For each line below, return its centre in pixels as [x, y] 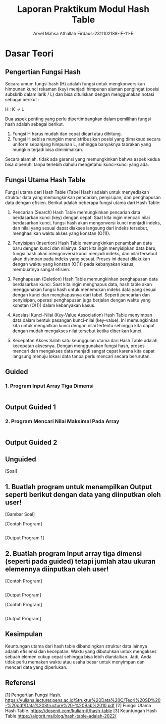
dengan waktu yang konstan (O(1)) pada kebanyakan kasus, [73, 264]
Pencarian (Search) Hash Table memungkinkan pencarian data [76, 212]
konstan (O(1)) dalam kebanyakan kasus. [54, 305]
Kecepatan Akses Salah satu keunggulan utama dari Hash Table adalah [85, 340]
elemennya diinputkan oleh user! [57, 569]
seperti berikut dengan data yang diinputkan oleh [83, 494]
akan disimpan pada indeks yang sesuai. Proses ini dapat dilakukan [81, 259]
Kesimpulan [24, 634]
